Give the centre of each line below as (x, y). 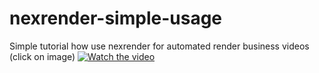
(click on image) (42, 56)
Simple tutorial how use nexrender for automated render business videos (159, 46)
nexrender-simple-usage (116, 18)
